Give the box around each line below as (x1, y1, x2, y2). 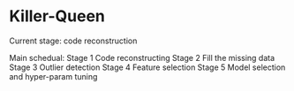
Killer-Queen (9, 6, 106, 27)
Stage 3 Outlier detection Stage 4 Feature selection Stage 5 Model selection (9, 62, 286, 72)
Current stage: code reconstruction (9, 35, 138, 46)
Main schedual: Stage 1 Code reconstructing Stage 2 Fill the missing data (9, 52, 275, 63)
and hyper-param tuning (9, 71, 98, 81)
